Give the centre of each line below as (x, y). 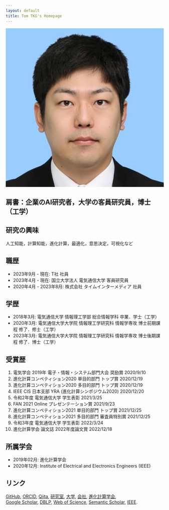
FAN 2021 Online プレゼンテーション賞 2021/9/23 (64, 404)
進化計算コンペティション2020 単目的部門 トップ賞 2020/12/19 (78, 379)
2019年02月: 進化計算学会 (40, 459)
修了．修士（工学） (39, 329)
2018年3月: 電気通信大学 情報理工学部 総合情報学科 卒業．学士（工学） (86, 317)
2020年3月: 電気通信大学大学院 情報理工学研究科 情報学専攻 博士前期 (84, 323)
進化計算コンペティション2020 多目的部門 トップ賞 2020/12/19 (78, 385)
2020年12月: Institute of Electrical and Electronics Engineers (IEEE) (82, 466)
